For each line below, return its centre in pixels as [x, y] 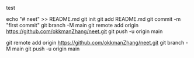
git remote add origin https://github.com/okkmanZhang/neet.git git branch [95, 43]
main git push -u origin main [46, 49]
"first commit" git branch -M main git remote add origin [72, 25]
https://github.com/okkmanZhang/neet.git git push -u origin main [84, 31]
